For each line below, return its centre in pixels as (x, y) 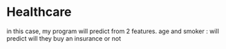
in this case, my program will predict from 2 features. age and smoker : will (113, 31)
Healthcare (39, 12)
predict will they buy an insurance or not (64, 38)
